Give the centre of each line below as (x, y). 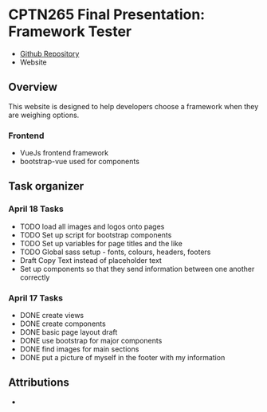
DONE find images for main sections (79, 349)
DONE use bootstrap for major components (91, 341)
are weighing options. (44, 115)
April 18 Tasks (36, 209)
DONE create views (52, 316)
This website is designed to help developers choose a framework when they (133, 106)
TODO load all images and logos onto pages (92, 226)
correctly (35, 277)
